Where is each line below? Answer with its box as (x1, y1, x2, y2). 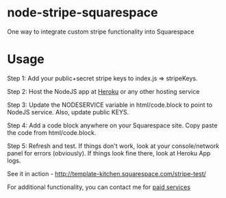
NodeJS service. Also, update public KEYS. (7, 108, 129, 116)
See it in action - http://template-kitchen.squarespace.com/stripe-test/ (7, 169, 207, 177)
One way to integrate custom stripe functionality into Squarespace (7, 27, 194, 36)
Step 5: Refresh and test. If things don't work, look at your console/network (7, 142, 220, 150)
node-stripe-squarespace (7, 5, 158, 21)
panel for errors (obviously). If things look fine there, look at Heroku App (7, 149, 211, 157)
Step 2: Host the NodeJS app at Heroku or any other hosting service (7, 87, 200, 95)
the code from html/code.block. (7, 128, 97, 136)
